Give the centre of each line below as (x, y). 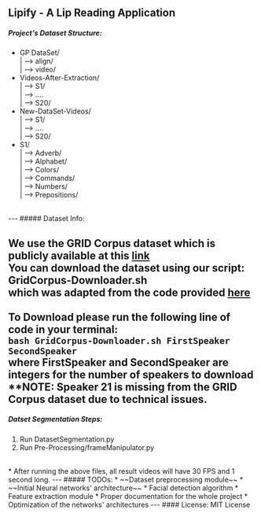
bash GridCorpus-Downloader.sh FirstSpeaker (119, 340)
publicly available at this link (79, 255)
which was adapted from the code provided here (129, 292)
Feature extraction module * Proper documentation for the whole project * (128, 496)
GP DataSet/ (40, 53)
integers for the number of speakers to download (131, 374)
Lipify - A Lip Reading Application (92, 13)
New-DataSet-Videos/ (55, 111)
